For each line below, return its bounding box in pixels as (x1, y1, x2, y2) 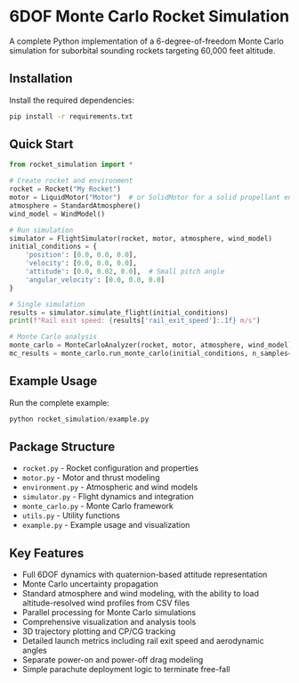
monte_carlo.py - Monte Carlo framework (21, 501, 174, 512)
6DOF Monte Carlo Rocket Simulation (9, 6, 290, 27)
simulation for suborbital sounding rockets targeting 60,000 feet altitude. (9, 45, 276, 55)
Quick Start (9, 136, 74, 152)
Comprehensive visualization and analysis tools (21, 617, 197, 628)
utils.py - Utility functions (21, 510, 120, 521)
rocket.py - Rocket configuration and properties (21, 463, 198, 473)
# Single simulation (9, 300, 86, 309)
